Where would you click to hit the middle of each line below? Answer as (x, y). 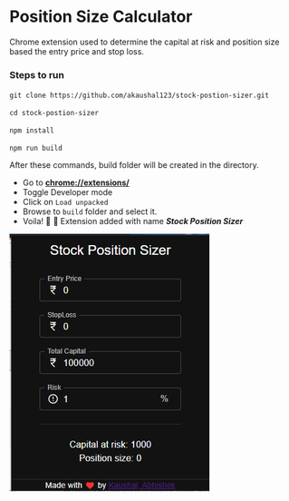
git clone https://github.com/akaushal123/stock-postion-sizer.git (140, 96)
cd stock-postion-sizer (54, 113)
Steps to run (37, 74)
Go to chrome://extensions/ (76, 182)
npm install (32, 131)
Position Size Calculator (101, 17)
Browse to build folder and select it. (90, 211)
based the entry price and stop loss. (77, 51)
